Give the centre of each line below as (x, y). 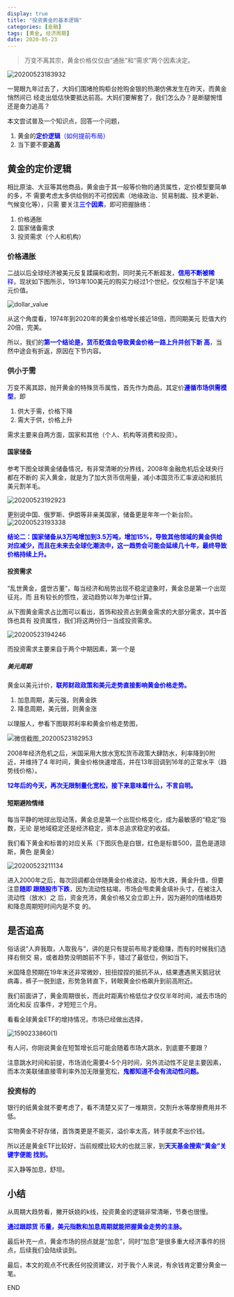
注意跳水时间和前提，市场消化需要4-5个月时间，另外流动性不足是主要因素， (116, 1062)
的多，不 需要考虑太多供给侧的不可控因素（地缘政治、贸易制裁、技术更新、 (115, 195)
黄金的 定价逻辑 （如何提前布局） (63, 136)
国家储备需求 (36, 228)
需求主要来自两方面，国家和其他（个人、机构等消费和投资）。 (94, 434)
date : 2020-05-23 (32, 40)
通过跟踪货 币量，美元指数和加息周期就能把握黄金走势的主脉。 (96, 1226)
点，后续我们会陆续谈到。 (44, 1250)
